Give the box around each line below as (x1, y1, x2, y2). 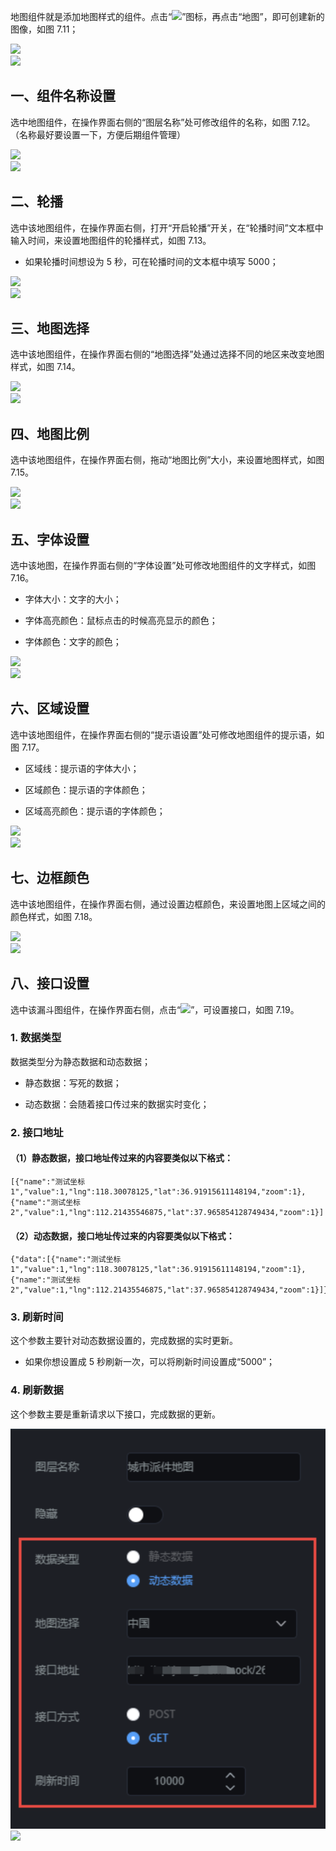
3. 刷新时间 (10, 1310, 64, 1324)
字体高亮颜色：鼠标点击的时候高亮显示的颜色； (24, 615, 218, 627)
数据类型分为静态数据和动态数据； (10, 1055, 151, 1067)
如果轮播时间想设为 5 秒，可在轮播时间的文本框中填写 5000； (24, 255, 279, 267)
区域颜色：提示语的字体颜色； (24, 783, 148, 795)
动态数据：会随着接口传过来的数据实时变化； (24, 1098, 210, 1110)
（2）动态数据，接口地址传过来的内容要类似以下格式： (10, 1230, 235, 1242)
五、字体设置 (10, 531, 90, 548)
